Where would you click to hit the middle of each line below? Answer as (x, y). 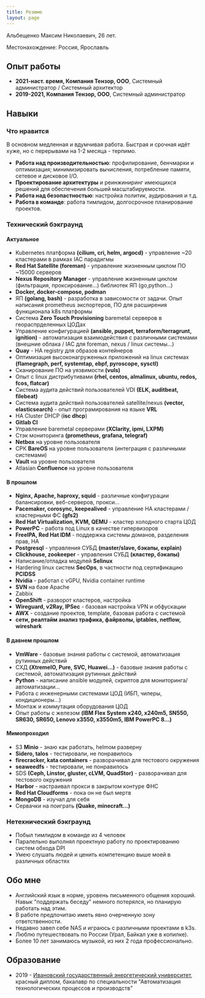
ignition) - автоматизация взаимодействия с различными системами (106, 338)
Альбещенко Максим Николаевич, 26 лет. (61, 35)
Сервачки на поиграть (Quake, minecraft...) (73, 806)
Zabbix (24, 594)
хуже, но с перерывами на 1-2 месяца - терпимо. (72, 151)
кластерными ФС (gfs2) (47, 515)
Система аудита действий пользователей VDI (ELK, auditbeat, (97, 390)
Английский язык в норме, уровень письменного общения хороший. (106, 895)
